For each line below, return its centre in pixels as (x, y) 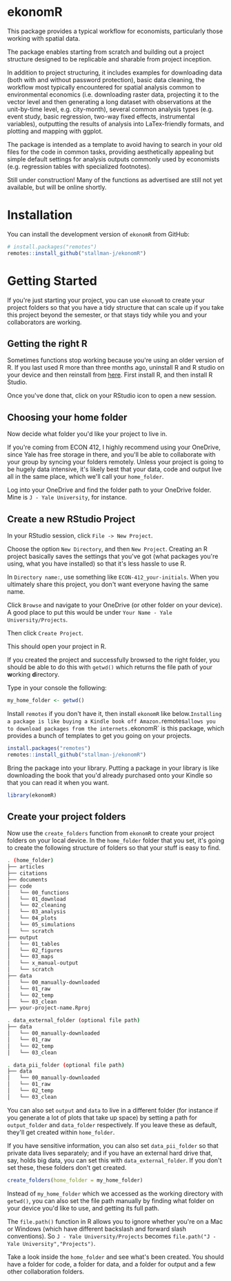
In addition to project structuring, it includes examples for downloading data (115, 72)
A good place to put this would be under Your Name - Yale (90, 612)
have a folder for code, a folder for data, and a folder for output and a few (111, 1264)
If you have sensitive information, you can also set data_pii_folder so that (113, 1145)
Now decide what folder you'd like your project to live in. (87, 434)
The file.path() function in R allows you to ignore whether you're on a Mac (115, 1221)
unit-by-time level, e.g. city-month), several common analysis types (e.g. (110, 109)
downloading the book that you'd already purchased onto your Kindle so (110, 775)
